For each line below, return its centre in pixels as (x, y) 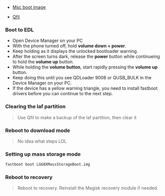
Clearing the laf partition (35, 107)
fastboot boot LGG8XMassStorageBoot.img (48, 165)
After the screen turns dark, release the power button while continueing (86, 56)
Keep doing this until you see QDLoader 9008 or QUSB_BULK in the (82, 78)
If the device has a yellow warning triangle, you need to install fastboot (85, 88)
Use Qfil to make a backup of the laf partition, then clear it (77, 117)
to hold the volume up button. (43, 62)
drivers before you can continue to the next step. (63, 94)
